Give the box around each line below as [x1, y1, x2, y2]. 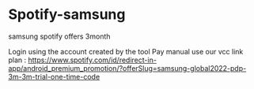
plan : [8, 55, 27, 65]
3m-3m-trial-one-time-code [8, 72, 100, 81]
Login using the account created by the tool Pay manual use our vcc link [8, 46, 244, 56]
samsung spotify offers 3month [8, 32, 111, 41]
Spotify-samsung [8, 6, 126, 24]
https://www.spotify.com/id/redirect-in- [28, 55, 157, 65]
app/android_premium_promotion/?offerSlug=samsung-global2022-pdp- [8, 63, 247, 72]
